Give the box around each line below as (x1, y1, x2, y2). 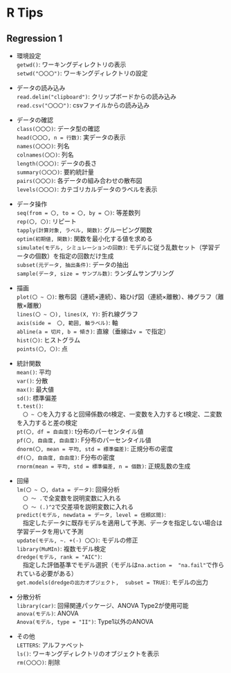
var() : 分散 (16, 376, 48, 385)
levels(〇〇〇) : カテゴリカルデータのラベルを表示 (16, 185, 158, 193)
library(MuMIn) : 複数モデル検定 (16, 545, 107, 552)
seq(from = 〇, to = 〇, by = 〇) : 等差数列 (16, 209, 141, 216)
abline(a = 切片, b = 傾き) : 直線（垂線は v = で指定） (16, 327, 170, 335)
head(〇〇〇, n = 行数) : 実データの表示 (16, 133, 126, 141)
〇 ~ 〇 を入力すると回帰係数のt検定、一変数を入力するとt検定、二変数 (22, 410, 223, 418)
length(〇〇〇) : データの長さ (16, 159, 98, 167)
